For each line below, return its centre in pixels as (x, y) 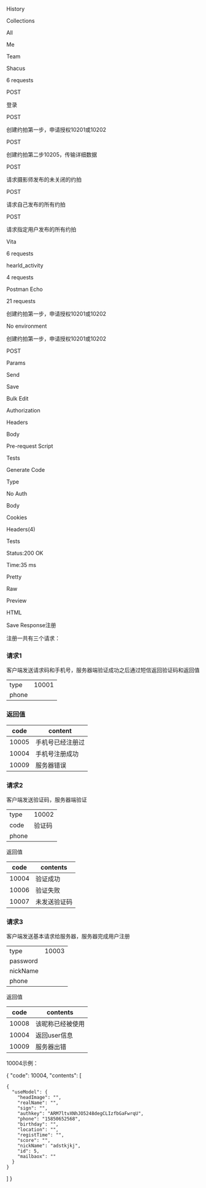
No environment (27, 326)
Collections (21, 21)
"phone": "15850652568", (49, 1119)
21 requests (21, 301)
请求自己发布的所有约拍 (36, 204)
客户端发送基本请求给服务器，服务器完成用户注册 (68, 936)
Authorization (24, 410)
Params (16, 363)
